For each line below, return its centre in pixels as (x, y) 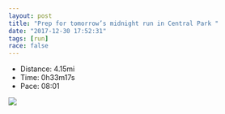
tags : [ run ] (28, 38)
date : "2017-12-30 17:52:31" (57, 31)
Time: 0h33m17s (47, 78)
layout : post (30, 16)
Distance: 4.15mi (47, 69)
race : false (28, 46)
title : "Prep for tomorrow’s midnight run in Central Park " (114, 23)
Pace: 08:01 (40, 87)
